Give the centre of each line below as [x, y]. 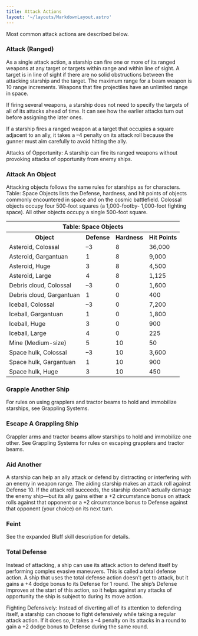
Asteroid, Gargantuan [39, 257]
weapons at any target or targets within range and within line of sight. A [93, 68]
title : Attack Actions [34, 12]
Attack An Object [31, 174]
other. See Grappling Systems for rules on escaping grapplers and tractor [95, 442]
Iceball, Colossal [32, 304]
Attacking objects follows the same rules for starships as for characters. [93, 187]
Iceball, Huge [27, 324]
